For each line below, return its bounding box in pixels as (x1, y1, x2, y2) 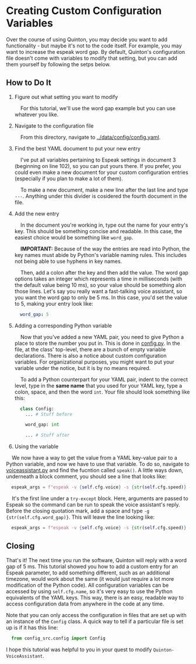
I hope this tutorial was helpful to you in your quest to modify (6, 646, 152, 653)
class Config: (20, 406, 54, 412)
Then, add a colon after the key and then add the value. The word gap (20, 269, 188, 276)
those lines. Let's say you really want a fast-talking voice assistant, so (14, 287, 183, 295)
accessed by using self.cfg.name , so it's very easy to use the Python (6, 587, 173, 595)
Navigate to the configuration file (14, 122, 94, 129)
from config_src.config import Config (11, 635, 106, 641)
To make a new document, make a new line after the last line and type (20, 186, 188, 193)
